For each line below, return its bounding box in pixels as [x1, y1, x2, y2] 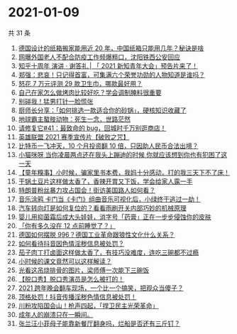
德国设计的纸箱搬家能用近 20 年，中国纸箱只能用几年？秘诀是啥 [18, 43, 204, 52]
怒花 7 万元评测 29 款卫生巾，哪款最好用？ [18, 79, 143, 87]
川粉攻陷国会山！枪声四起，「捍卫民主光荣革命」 [18, 301, 159, 310]
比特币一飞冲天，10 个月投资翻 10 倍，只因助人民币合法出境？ [18, 141, 199, 150]
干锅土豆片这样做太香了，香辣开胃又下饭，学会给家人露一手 [18, 177, 193, 185]
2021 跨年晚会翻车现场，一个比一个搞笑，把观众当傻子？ [18, 284, 184, 292]
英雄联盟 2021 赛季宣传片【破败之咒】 [18, 132, 130, 141]
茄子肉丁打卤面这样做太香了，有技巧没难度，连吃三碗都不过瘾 [18, 248, 199, 257]
